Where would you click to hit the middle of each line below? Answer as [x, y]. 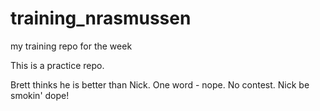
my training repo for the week [71, 46]
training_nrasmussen [101, 18]
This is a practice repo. [57, 65]
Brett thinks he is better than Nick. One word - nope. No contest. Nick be [160, 84]
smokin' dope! [40, 95]
